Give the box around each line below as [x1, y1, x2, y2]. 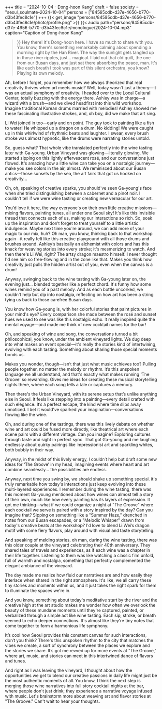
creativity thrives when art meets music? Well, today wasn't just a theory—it [5, 85, 156, 90]
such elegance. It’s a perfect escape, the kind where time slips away [5, 401, 141, 407]
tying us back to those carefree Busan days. [5, 297, 93, 302]
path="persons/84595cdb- [100, 19, 155, 25]
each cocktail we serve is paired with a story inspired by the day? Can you [5, 507, 153, 512]
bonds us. [5, 352, 25, 357]
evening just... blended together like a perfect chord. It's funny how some [5, 281, 151, 287]
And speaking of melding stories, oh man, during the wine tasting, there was [5, 537, 157, 543]
